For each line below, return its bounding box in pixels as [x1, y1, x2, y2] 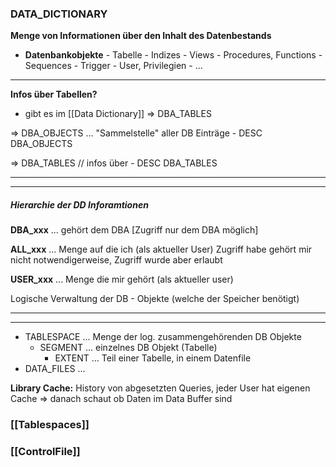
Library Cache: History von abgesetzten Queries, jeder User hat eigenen [10, 382, 311, 394]
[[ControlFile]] [10, 445, 81, 459]
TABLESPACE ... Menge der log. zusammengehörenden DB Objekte [24, 331, 302, 343]
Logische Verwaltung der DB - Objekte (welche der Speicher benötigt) [10, 293, 300, 305]
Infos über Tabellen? [10, 88, 98, 101]
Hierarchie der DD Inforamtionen [10, 198, 149, 211]
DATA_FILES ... [24, 363, 86, 375]
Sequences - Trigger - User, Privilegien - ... [24, 60, 203, 72]
